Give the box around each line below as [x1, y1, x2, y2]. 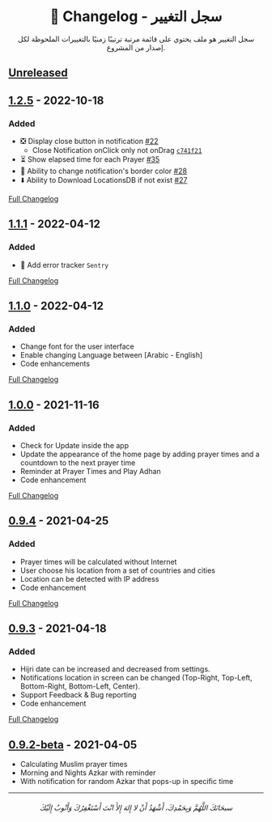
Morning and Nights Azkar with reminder [19, 768, 156, 778]
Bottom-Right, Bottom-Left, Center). [19, 681, 140, 691]
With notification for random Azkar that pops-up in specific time [19, 777, 234, 786]
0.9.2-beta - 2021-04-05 [8, 738, 138, 752]
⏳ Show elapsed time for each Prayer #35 [19, 155, 160, 164]
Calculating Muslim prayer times [19, 760, 128, 769]
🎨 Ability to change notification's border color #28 [19, 166, 188, 176]
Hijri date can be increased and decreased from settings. [19, 664, 210, 674]
